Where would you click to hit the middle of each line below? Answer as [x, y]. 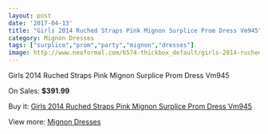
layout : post [30, 16]
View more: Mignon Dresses [55, 122]
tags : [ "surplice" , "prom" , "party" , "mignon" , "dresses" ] [101, 45]
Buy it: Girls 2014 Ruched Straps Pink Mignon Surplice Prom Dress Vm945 [130, 106]
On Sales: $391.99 [39, 91]
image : [19, 53]
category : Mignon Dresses [51, 38]
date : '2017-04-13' [41, 23]
